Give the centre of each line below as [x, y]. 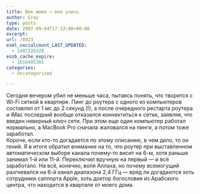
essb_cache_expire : [31, 56]
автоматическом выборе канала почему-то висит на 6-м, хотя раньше [97, 153]
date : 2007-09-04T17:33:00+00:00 [48, 29]
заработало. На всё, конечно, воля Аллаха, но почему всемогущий [93, 166]
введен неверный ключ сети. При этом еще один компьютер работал [96, 121]
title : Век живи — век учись [43, 12]
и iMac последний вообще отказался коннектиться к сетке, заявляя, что [99, 115]
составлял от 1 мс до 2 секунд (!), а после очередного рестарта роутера [100, 108]
